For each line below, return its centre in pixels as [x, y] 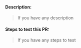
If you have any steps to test [46, 40]
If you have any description [45, 18]
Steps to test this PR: [27, 29]
